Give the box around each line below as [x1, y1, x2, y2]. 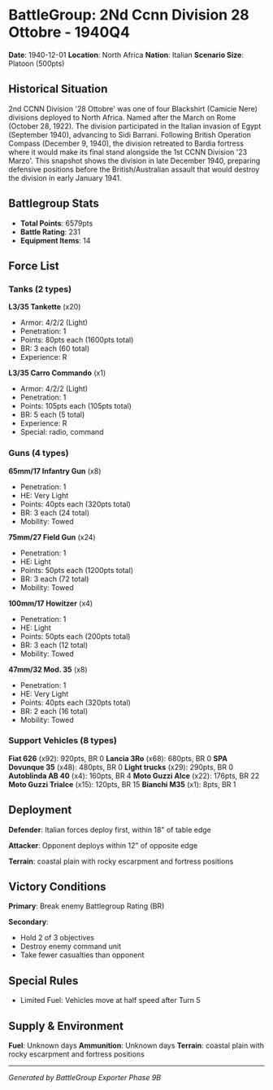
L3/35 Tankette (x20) [8, 302, 81, 312]
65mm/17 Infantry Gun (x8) [8, 466, 102, 475]
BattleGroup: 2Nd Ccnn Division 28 [8, 6, 249, 24]
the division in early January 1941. [8, 173, 122, 182]
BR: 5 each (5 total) [19, 409, 85, 420]
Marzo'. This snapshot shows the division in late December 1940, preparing [8, 155, 261, 165]
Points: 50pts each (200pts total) [19, 631, 131, 641]
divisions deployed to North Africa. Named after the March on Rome [8, 112, 236, 122]
